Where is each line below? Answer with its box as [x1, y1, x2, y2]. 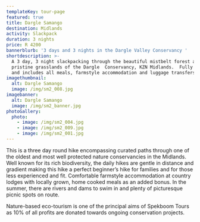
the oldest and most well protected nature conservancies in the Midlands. [6, 153, 186, 160]
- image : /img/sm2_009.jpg [17, 125, 84, 131]
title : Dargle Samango [6, 20, 62, 26]
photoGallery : [6, 108, 42, 114]
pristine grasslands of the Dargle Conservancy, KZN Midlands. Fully [11, 64, 193, 70]
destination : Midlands [6, 25, 62, 32]
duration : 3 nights [6, 36, 55, 42]
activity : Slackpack [6, 31, 58, 37]
